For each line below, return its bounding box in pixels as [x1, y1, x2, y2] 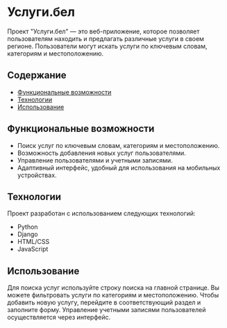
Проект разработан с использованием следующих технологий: [7, 209, 196, 218]
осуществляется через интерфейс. [7, 313, 111, 322]
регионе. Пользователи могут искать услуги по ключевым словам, [7, 42, 208, 50]
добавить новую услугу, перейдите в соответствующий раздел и [7, 298, 201, 306]
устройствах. [17, 171, 57, 179]
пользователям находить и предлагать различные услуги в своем [7, 34, 205, 42]
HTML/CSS [17, 238, 50, 246]
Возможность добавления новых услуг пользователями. [17, 149, 186, 157]
